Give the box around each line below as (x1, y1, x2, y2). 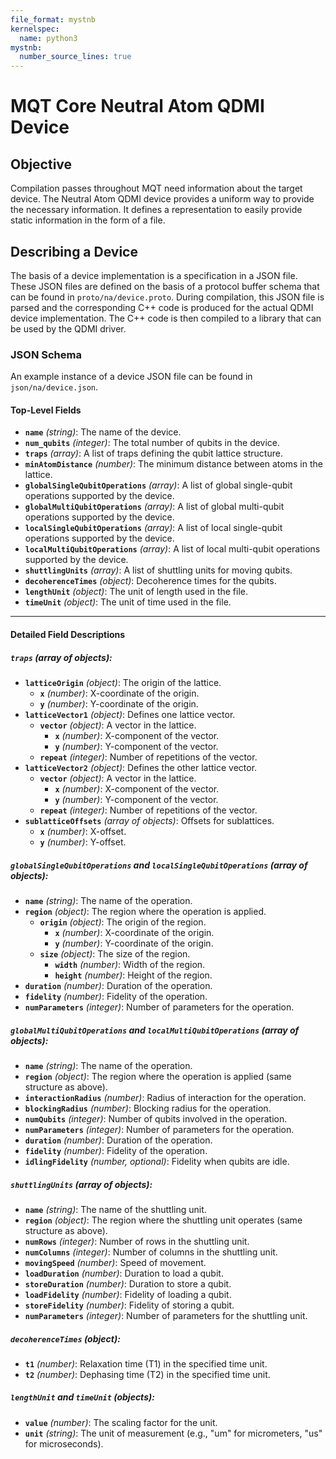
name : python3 (19, 33, 78, 43)
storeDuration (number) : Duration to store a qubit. (24, 1277, 232, 1290)
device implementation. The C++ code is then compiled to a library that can (10, 312, 322, 324)
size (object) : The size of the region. (39, 947, 191, 960)
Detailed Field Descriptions (10, 629, 126, 641)
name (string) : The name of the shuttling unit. (24, 1203, 207, 1215)
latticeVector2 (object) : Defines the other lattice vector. (24, 762, 258, 773)
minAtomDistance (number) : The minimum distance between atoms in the (24, 458, 323, 470)
